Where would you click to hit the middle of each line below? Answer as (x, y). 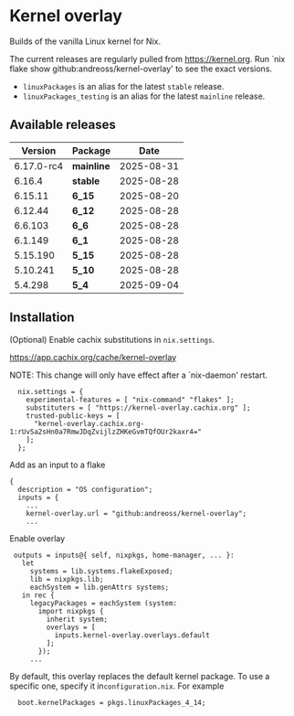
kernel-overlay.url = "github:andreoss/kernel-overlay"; (136, 513)
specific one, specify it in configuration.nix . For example (117, 686)
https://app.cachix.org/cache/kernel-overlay (93, 357)
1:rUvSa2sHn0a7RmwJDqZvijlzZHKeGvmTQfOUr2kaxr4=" (106, 432)
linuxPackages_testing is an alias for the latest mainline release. (144, 96)
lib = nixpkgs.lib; (67, 579)
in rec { (38, 595)
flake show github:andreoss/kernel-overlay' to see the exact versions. (141, 69)
